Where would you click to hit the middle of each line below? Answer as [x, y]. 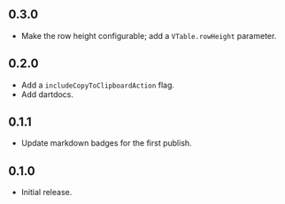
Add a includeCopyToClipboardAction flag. [97, 85]
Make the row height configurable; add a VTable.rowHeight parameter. [149, 35]
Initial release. [46, 193]
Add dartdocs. [47, 94]
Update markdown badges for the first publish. [106, 143]
